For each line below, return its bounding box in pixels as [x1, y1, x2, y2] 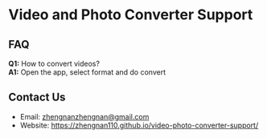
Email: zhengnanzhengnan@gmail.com [19, 112, 150, 121]
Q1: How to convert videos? [8, 59, 101, 68]
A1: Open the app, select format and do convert [8, 67, 166, 77]
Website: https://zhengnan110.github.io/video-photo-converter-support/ [19, 120, 259, 130]
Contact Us [8, 91, 66, 104]
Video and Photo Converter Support [8, 6, 253, 24]
